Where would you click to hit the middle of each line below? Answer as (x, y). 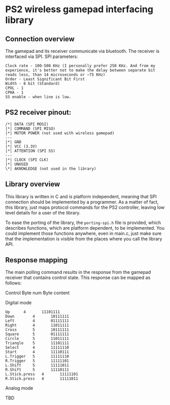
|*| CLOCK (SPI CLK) (27, 160)
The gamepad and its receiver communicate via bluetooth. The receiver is (82, 51)
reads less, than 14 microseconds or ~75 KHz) (55, 75)
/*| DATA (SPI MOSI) (27, 124)
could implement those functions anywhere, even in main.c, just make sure (83, 233)
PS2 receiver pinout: (38, 113)
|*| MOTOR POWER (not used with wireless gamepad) (60, 133)
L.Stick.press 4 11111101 (42, 375)
